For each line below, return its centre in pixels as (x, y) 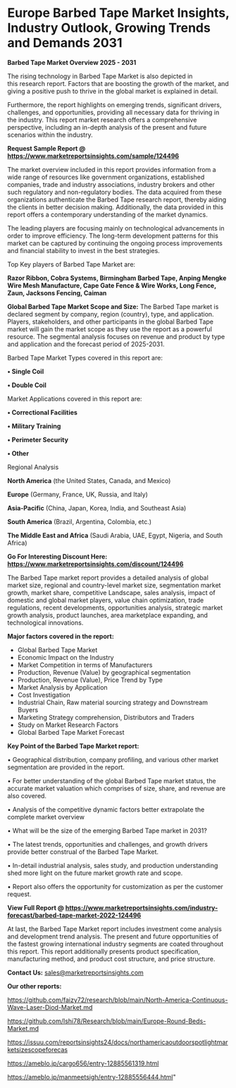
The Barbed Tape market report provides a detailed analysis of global (108, 577)
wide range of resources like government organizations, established (106, 177)
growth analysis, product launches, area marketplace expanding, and (107, 615)
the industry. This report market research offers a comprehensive (102, 120)
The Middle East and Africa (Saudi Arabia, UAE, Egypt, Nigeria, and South (115, 535)
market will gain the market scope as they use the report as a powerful (110, 329)
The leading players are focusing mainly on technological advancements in (116, 228)
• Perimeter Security (38, 439)
